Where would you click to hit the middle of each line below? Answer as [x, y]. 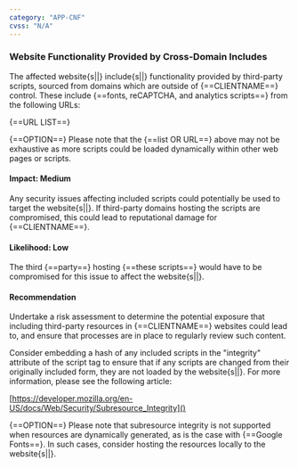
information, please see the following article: [90, 382]
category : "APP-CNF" [48, 17]
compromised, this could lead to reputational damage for [113, 218]
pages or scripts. [40, 158]
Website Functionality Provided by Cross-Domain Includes [138, 57]
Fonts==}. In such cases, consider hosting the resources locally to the [137, 444]
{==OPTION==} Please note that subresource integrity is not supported [140, 425]
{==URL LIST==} [40, 122]
